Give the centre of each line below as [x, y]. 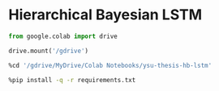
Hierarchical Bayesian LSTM [105, 15]
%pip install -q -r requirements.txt [72, 80]
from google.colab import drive [63, 36]
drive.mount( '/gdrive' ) [49, 51]
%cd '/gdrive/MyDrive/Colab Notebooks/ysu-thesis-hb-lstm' [110, 65]
